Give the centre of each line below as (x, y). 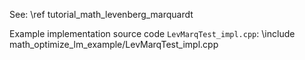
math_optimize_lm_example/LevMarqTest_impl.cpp (114, 44)
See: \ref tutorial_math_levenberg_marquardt (101, 14)
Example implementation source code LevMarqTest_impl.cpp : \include (152, 33)
